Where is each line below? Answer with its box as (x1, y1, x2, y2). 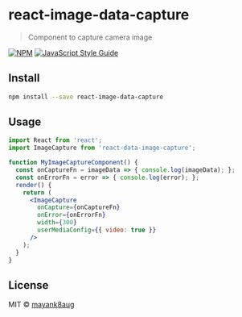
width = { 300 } (37, 219, 78, 227)
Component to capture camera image (27, 32, 153, 42)
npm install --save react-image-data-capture (8, 93, 163, 101)
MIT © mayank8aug (8, 300, 75, 310)
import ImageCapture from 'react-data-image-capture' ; (8, 144, 196, 152)
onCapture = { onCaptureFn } (37, 203, 121, 211)
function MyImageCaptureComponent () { (8, 159, 138, 167)
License (8, 278, 49, 292)
